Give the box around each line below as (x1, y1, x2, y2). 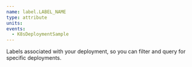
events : (6, 25, 26, 32)
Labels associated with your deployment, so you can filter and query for (6, 48, 186, 55)
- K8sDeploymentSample (12, 31, 69, 37)
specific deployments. (6, 54, 62, 62)
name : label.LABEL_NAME (6, 8, 67, 15)
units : (6, 20, 23, 26)
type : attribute (6, 14, 47, 21)
